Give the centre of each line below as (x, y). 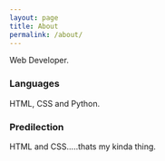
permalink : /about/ (46, 34)
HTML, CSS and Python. (55, 103)
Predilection (37, 127)
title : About (34, 26)
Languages (35, 84)
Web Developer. (39, 61)
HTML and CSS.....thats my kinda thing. (83, 147)
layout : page (34, 18)
